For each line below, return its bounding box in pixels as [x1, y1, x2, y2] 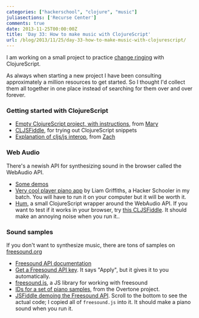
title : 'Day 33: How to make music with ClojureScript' [6, 32, 151, 38]
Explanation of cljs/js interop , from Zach [15, 133, 116, 140]
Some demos [15, 180, 49, 188]
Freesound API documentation [15, 259, 92, 267]
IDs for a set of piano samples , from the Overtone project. [15, 285, 160, 293]
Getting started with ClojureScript [6, 106, 108, 115]
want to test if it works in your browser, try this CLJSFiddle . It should [15, 206, 187, 213]
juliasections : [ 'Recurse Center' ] [6, 15, 97, 21]
